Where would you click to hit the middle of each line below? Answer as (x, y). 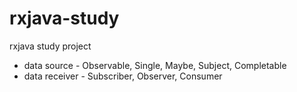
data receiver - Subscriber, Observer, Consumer (123, 76)
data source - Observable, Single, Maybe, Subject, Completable (155, 65)
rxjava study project (50, 46)
